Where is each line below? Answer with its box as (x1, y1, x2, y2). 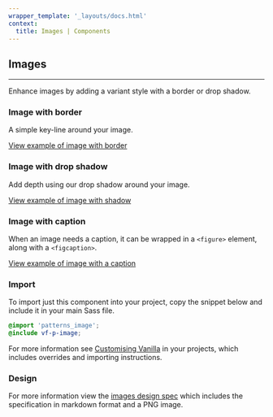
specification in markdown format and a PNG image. (8, 400, 184, 410)
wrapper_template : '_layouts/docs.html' (8, 11, 148, 20)
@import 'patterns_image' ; (8, 322, 100, 330)
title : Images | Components (15, 27, 111, 35)
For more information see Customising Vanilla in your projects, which (8, 344, 239, 354)
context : (8, 20, 38, 28)
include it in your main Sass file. (8, 306, 115, 315)
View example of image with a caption (8, 258, 136, 268)
